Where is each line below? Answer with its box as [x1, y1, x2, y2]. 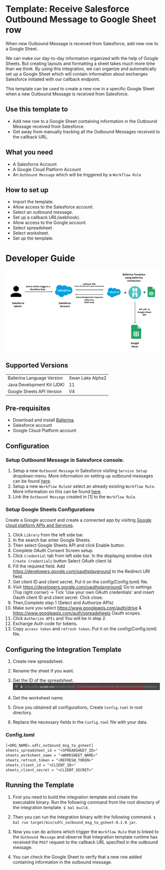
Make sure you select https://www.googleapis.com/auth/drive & [12, 605, 142, 611]
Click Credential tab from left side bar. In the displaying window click [12, 553, 152, 559]
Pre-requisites [5, 404, 50, 413]
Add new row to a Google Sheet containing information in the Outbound [12, 118, 157, 124]
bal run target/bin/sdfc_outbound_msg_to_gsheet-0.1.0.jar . [12, 819, 137, 825]
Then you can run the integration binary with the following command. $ [12, 814, 156, 820]
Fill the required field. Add [12, 563, 65, 569]
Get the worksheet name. [12, 695, 64, 701]
